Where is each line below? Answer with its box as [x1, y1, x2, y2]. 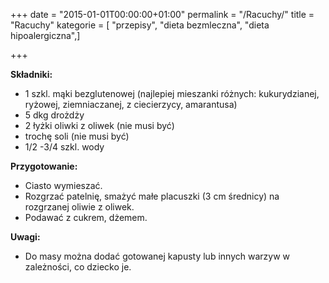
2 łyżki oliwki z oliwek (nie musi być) [24, 120, 175, 131]
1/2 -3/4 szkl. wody [24, 141, 105, 153]
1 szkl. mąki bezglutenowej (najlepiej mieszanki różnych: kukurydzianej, [24, 88, 320, 99]
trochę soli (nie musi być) [24, 130, 130, 142]
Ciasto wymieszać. [24, 180, 103, 191]
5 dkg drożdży [24, 109, 85, 121]
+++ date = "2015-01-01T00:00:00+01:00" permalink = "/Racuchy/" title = [10, 9, 315, 20]
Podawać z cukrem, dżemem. [24, 212, 148, 223]
